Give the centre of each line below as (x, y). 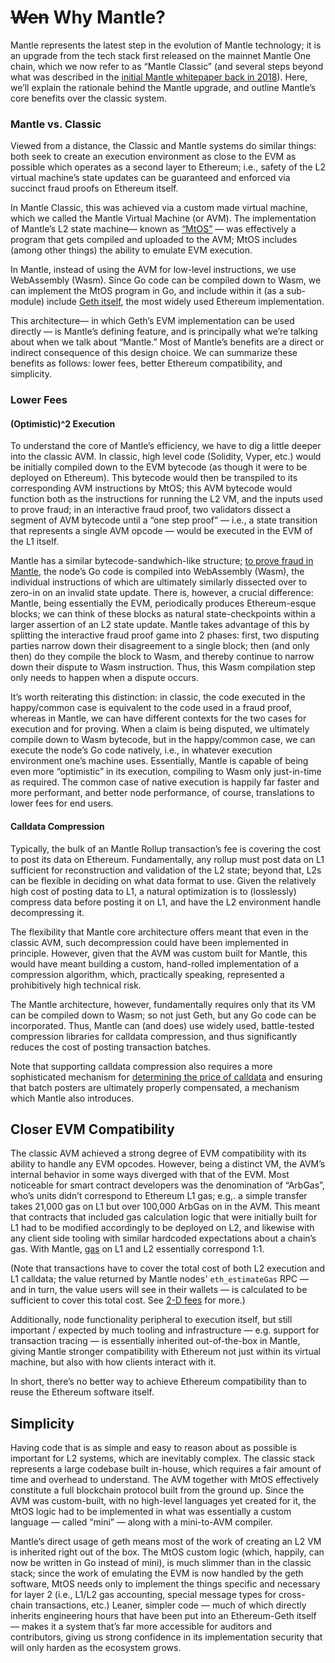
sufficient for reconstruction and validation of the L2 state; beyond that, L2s (166, 870)
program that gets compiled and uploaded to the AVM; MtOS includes (154, 240)
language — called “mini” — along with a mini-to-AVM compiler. (141, 1522)
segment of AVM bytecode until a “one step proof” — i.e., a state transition (164, 520)
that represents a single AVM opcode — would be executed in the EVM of (161, 531)
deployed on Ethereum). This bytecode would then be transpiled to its (154, 478)
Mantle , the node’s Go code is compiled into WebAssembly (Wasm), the (157, 572)
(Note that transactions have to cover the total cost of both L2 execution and (168, 1268)
